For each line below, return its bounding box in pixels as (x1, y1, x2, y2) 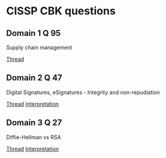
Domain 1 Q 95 (6, 28, 61, 38)
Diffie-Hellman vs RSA (6, 133, 61, 141)
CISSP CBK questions (6, 4, 116, 18)
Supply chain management (6, 44, 73, 51)
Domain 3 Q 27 (6, 118, 62, 128)
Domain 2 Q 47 (6, 73, 63, 83)
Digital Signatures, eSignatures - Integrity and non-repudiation (6, 89, 161, 96)
